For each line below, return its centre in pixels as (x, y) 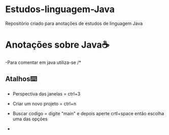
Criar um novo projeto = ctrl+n (44, 104)
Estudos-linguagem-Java (60, 9)
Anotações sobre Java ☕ (58, 45)
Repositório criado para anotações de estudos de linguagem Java (74, 23)
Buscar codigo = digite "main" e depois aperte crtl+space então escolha (88, 113)
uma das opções (30, 119)
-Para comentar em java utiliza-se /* (43, 62)
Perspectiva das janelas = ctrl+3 (46, 94)
